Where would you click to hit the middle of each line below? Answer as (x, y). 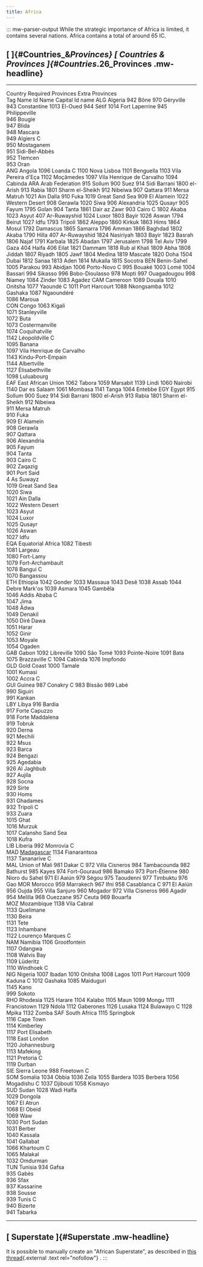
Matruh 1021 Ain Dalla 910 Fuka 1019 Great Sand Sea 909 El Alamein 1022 (98, 197)
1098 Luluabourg (27, 376)
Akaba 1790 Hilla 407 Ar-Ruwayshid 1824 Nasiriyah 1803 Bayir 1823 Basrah (100, 235)
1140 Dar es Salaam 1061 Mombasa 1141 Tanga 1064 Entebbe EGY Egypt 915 (101, 389)
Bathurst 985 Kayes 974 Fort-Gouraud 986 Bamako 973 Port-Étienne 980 (98, 871)
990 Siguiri (20, 692)
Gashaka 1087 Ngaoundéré (40, 293)
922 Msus (19, 743)
